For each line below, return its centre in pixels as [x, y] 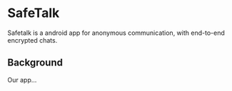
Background [35, 63]
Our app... [22, 80]
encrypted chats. [32, 40]
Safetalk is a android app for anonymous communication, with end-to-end [116, 33]
